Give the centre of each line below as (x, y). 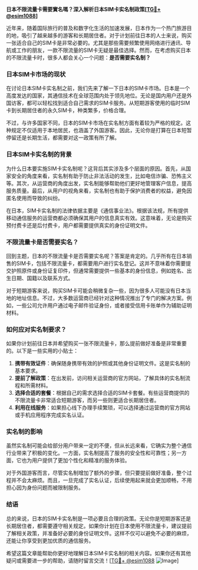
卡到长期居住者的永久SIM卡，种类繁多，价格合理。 (68, 110)
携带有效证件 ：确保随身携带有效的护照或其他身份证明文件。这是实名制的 (102, 363)
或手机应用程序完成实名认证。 (51, 415)
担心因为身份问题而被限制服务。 (45, 488)
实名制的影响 (24, 432)
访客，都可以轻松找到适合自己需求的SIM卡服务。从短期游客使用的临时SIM (100, 103)
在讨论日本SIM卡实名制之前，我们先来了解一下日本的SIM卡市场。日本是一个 (98, 89)
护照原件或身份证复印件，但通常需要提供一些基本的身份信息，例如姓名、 (99, 270)
